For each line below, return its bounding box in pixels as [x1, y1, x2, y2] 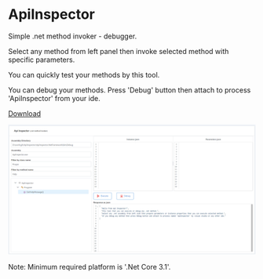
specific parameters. [8, 55, 75, 64]
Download [8, 108, 42, 118]
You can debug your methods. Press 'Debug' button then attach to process [8, 85, 251, 95]
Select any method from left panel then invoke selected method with [8, 46, 229, 56]
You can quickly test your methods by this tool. [8, 70, 160, 79]
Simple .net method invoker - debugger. [8, 31, 137, 41]
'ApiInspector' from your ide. [8, 93, 100, 103]
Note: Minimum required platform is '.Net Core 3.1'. [8, 262, 171, 271]
